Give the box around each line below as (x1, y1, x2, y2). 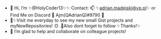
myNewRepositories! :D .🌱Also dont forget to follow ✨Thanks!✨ (9, 23, 141, 29)
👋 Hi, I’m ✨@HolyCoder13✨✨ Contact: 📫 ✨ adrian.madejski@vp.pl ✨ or (9, 5, 156, 11)
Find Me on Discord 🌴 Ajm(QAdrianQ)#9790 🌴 (9, 12, 104, 18)
